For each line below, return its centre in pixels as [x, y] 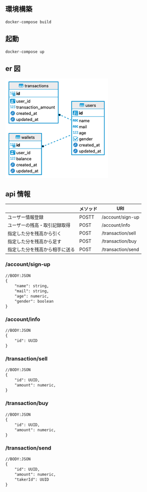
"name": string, [32, 286]
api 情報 [18, 194]
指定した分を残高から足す [34, 241]
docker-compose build [28, 22]
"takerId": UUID [32, 479]
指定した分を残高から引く [34, 233]
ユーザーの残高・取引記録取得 [39, 225]
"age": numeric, [32, 296]
